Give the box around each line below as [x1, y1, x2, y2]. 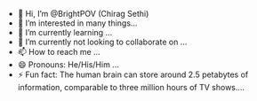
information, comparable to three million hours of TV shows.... [17, 82, 245, 92]
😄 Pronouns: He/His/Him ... [17, 59, 120, 70]
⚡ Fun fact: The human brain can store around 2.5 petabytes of [17, 69, 249, 80]
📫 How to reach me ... [17, 47, 100, 57]
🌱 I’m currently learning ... [17, 27, 113, 37]
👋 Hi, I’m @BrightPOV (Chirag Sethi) [17, 9, 149, 19]
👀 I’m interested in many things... [17, 18, 138, 28]
